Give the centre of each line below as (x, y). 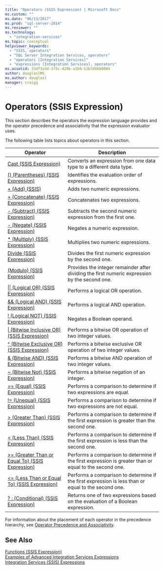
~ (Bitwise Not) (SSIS (32, 372)
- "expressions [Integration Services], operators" (63, 64)
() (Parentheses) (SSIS (33, 174)
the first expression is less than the (108, 441)
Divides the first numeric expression (109, 253)
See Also (19, 540)
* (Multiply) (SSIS (28, 239)
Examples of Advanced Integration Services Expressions (62, 557)
